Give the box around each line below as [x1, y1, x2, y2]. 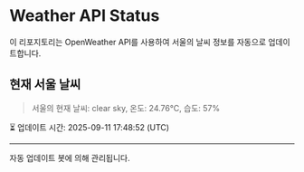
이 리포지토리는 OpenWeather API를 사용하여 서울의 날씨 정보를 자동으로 [9, 36, 267, 47]
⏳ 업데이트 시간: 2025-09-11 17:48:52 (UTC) [9, 121, 170, 132]
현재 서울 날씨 [9, 77, 81, 92]
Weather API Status [9, 5, 160, 26]
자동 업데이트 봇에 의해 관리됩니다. [9, 152, 130, 163]
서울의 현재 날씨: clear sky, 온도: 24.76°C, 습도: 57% [31, 102, 220, 113]
